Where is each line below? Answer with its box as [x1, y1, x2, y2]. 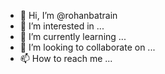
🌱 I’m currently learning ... [19, 31, 127, 42]
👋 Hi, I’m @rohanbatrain [19, 10, 118, 21]
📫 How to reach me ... [19, 53, 113, 64]
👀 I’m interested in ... [19, 20, 105, 32]
